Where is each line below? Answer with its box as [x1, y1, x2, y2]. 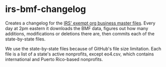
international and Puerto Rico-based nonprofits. [5, 56, 103, 62]
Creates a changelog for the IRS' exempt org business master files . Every [5, 20, 156, 26]
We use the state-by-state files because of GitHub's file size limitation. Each [5, 45, 162, 51]
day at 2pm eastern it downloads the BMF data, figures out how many [5, 25, 149, 31]
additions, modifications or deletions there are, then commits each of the [5, 30, 155, 36]
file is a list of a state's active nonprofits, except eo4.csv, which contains [5, 51, 155, 57]
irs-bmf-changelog [5, 3, 86, 15]
